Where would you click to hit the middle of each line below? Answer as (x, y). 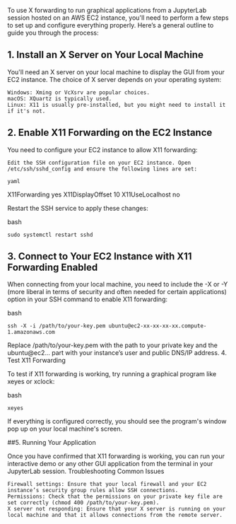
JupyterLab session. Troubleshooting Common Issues (86, 471)
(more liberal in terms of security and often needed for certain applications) (117, 292)
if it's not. (26, 111)
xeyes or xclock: (31, 382)
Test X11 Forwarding (36, 361)
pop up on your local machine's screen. (65, 429)
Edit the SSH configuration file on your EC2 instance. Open (99, 163)
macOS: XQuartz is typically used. (60, 98)
